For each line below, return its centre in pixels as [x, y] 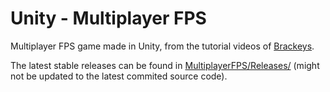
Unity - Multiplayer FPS [108, 18]
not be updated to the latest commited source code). [119, 76]
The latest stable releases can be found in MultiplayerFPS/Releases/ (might [165, 65]
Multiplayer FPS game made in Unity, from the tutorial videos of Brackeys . [162, 46]
